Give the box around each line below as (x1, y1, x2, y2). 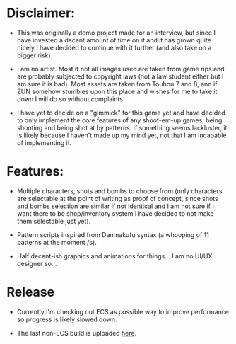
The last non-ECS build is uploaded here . (16, 328, 137, 337)
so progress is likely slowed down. (16, 315, 117, 323)
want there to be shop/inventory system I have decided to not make (16, 209, 214, 217)
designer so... (16, 259, 57, 268)
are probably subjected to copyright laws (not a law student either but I (16, 72, 224, 81)
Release (6, 285, 54, 300)
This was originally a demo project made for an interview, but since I (16, 28, 216, 37)
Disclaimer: (6, 5, 76, 21)
